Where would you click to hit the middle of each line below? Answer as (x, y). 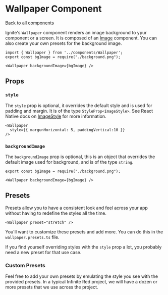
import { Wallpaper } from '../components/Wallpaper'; (64, 53)
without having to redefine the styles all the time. (56, 213)
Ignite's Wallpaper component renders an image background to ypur (76, 32)
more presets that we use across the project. (52, 287)
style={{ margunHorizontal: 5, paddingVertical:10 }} (67, 130)
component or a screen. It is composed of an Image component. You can (81, 38)
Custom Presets (25, 265)
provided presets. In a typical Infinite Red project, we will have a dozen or (81, 282)
